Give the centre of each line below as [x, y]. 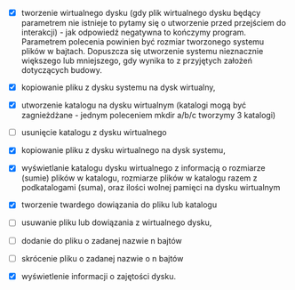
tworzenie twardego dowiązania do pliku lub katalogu [119, 205]
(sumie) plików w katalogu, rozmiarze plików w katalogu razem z [140, 178]
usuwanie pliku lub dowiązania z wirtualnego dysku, [116, 222]
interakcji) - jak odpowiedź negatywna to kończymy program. [133, 32]
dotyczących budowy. [62, 70]
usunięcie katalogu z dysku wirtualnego [94, 133]
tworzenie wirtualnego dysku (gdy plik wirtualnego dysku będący [141, 13]
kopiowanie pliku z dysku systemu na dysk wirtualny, [118, 87]
